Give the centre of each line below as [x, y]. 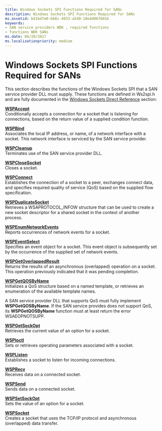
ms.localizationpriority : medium [39, 41]
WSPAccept [17, 108]
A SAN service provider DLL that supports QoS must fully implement [73, 300]
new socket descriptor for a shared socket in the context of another [72, 212]
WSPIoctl [15, 340]
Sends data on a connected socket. [40, 389]
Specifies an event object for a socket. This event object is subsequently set [81, 247]
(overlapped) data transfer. [32, 423]
